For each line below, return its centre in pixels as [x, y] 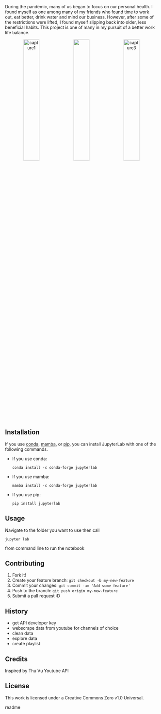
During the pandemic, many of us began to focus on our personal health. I [79, 7]
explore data [24, 638]
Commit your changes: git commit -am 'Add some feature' [71, 585]
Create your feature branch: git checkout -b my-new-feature [73, 580]
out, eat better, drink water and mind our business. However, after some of [80, 17]
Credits [16, 659]
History [16, 611]
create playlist [26, 644]
